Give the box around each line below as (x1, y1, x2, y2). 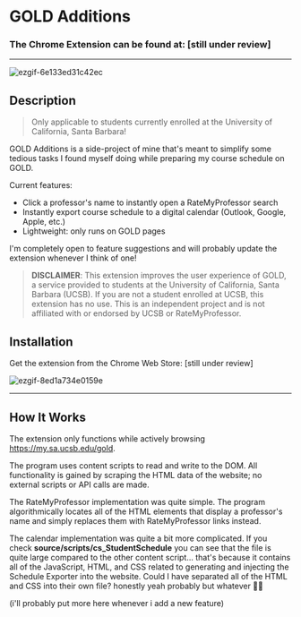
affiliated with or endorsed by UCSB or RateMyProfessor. (30, 308, 242, 319)
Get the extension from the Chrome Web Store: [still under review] (9, 358, 254, 369)
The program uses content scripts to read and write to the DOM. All (9, 459, 258, 471)
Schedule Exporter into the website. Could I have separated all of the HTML (9, 570, 288, 581)
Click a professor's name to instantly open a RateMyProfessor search (21, 197, 279, 208)
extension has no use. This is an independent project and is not (30, 298, 266, 310)
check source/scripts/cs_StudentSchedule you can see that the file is (9, 542, 271, 553)
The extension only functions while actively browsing (9, 433, 206, 444)
